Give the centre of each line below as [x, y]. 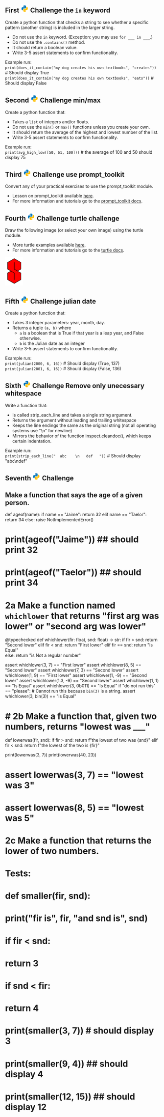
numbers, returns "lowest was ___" [78, 726]
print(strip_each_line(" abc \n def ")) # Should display [73, 456]
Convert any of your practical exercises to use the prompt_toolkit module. [79, 186]
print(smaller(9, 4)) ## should [67, 1064]
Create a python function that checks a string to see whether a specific [77, 22]
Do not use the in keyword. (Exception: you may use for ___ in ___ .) [82, 37]
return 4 [22, 1008]
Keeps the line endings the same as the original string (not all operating [84, 425]
